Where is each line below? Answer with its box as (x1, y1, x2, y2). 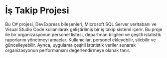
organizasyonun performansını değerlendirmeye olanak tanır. (5, 47, 131, 53)
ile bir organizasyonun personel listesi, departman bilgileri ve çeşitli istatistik (5, 31, 161, 37)
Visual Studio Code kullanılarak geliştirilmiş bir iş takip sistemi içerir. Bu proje (5, 26, 163, 32)
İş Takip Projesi (5, 5, 69, 16)
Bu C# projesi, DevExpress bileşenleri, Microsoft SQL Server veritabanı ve (5, 21, 157, 27)
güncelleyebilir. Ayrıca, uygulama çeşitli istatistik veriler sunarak (5, 42, 136, 48)
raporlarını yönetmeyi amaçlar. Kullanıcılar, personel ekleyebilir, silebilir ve (5, 37, 156, 43)
